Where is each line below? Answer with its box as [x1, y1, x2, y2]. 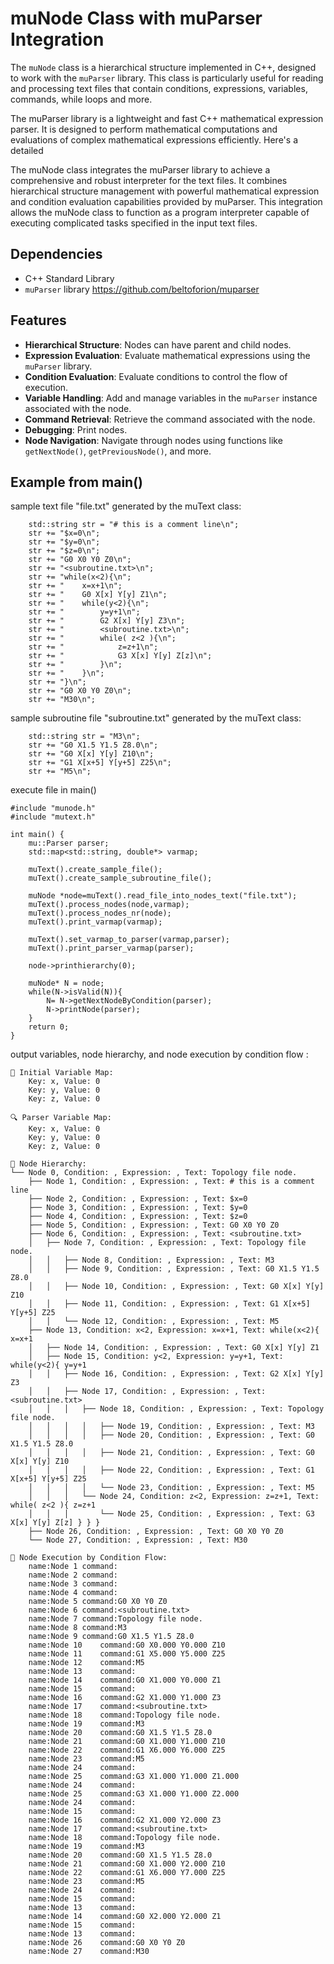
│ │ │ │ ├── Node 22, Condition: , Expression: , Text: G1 [28, 1465, 315, 1476]
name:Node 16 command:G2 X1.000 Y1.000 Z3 [28, 1693, 222, 1703]
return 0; [28, 1022, 70, 1032]
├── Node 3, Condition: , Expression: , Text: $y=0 [28, 1203, 248, 1213]
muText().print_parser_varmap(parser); [28, 943, 195, 954]
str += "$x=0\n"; [28, 528, 101, 539]
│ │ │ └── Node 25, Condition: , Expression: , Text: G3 [28, 1509, 315, 1519]
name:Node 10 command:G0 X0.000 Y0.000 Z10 [28, 1640, 226, 1651]
